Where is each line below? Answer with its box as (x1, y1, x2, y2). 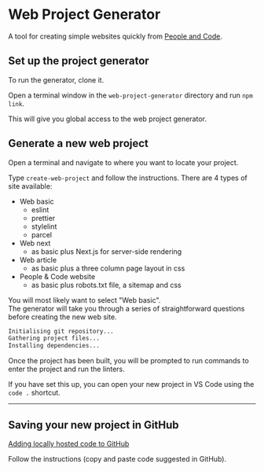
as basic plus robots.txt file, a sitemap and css (31, 280, 182, 289)
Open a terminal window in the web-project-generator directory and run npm (8, 90, 253, 100)
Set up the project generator (8, 54, 149, 68)
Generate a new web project (8, 137, 149, 150)
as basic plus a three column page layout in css (31, 263, 185, 273)
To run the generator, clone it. (8, 75, 104, 84)
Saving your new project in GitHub (8, 418, 179, 432)
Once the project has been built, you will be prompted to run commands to (8, 356, 249, 366)
